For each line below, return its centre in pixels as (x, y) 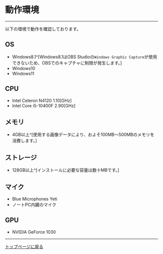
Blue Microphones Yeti (34, 199)
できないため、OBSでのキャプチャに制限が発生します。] (67, 63)
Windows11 (23, 73)
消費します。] (24, 141)
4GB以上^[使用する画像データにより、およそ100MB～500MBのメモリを (83, 135)
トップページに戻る (24, 246)
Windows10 (24, 68)
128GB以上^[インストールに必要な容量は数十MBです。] (66, 170)
